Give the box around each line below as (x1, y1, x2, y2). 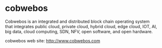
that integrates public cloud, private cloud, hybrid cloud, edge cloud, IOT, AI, (5, 23, 157, 29)
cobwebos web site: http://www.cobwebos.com (5, 38, 101, 43)
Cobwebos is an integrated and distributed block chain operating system (5, 19, 150, 24)
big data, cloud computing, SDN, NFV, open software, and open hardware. (5, 29, 153, 34)
